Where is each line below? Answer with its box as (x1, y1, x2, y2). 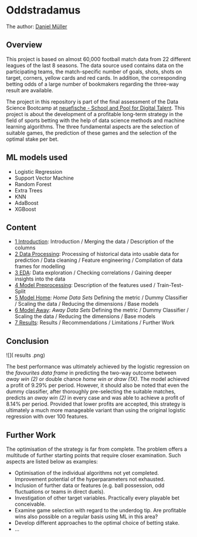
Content (6, 222, 37, 232)
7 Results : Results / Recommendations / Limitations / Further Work (14, 319, 175, 326)
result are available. (6, 86, 54, 94)
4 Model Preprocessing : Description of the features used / (14, 282, 155, 289)
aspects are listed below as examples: (6, 458, 98, 465)
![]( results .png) (6, 352, 46, 359)
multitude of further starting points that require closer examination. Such (6, 452, 181, 458)
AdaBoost (14, 199, 39, 206)
